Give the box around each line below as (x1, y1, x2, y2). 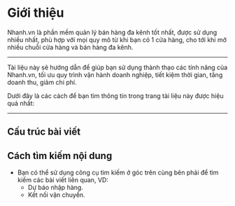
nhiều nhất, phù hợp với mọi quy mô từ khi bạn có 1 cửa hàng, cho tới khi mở (7, 35, 227, 43)
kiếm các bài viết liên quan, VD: (17, 176, 108, 184)
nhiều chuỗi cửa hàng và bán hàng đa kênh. (7, 43, 134, 51)
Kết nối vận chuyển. (27, 191, 85, 199)
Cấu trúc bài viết (7, 126, 81, 138)
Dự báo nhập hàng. (27, 184, 84, 192)
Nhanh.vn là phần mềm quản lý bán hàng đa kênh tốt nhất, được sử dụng (7, 28, 218, 36)
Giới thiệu (7, 5, 64, 21)
